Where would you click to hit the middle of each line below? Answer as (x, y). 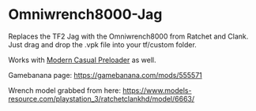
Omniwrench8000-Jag (85, 15)
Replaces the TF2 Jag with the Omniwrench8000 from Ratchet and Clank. (128, 36)
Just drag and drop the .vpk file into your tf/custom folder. (103, 44)
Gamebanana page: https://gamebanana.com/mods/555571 (105, 75)
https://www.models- (157, 90)
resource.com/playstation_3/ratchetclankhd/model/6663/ (102, 98)
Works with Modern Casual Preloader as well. (82, 60)
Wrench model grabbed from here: (64, 90)
